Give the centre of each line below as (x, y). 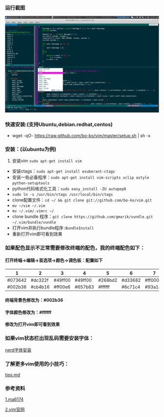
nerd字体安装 (18, 350)
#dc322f (40, 280)
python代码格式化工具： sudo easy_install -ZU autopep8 (69, 188)
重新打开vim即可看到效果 (37, 234)
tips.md (13, 375)
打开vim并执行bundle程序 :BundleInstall (53, 228)
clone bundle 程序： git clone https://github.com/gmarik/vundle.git (82, 216)
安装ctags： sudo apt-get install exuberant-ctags (63, 171)
